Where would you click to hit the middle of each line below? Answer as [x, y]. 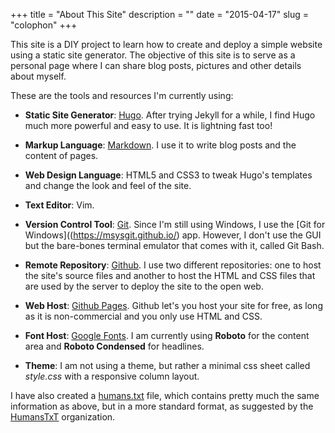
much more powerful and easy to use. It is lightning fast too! [148, 125]
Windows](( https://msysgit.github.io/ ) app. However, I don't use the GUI [173, 235]
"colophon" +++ [44, 25]
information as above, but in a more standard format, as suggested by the [162, 406]
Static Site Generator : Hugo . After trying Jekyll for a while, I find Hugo [170, 115]
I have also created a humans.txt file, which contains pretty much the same [165, 395]
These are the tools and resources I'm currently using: [122, 95]
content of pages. [61, 155]
